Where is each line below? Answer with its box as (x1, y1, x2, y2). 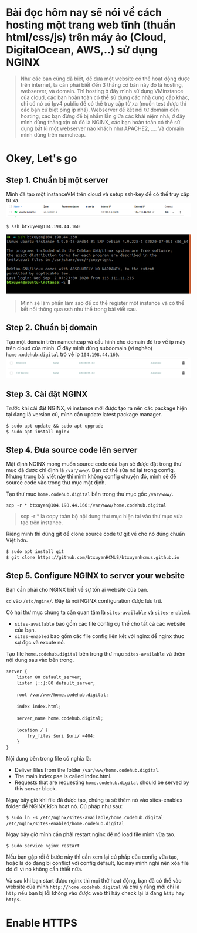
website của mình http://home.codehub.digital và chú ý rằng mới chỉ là (6, 883, 180, 891)
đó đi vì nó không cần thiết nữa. (6, 866, 83, 873)
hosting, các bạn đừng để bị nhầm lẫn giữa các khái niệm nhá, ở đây (20, 112, 186, 120)
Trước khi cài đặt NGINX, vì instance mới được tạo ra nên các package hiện (6, 405, 188, 412)
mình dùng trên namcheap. (20, 131, 86, 138)
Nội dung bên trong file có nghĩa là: (6, 755, 91, 762)
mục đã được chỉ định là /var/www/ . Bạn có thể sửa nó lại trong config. (6, 467, 175, 474)
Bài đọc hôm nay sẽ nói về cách (6, 6, 162, 19)
